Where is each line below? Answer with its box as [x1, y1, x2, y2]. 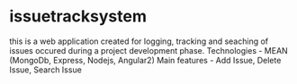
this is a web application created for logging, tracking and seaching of [9, 36, 268, 46]
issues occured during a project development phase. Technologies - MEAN [9, 45, 288, 55]
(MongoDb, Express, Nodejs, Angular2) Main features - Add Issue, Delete [9, 55, 282, 65]
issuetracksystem [9, 6, 147, 27]
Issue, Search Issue [9, 64, 83, 75]
